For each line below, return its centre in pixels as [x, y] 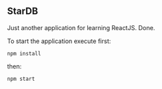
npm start [21, 79]
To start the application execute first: [59, 41]
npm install [24, 53]
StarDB [23, 11]
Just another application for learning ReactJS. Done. [81, 27]
